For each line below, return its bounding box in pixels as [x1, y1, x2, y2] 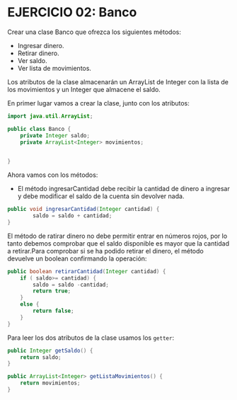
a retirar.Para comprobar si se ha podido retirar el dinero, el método [7, 246, 204, 255]
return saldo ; [20, 353, 62, 361]
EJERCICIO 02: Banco [7, 4, 137, 21]
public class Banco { [7, 125, 71, 132]
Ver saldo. [17, 56, 47, 64]
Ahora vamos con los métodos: [7, 171, 98, 179]
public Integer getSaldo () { [7, 347, 93, 354]
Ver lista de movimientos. [17, 64, 92, 72]
